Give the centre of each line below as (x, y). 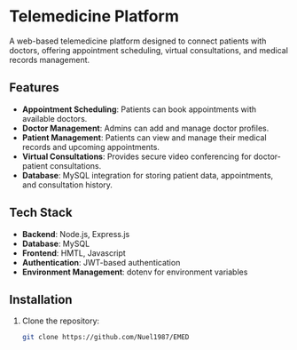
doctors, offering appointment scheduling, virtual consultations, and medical (148, 50)
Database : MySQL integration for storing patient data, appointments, (148, 175)
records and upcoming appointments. (90, 147)
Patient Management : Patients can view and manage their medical (145, 137)
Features (34, 87)
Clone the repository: (61, 321)
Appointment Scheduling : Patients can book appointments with (139, 109)
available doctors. (55, 118)
